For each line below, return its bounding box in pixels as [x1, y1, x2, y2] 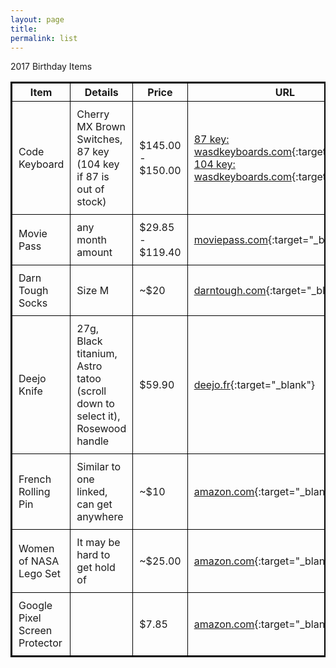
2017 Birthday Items [10, 61, 93, 73]
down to [76, 397, 115, 411]
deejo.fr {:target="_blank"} [193, 378, 316, 392]
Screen [18, 624, 53, 638]
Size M [76, 284, 110, 298]
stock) [76, 195, 107, 209]
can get [76, 497, 113, 511]
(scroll [76, 384, 107, 398]
